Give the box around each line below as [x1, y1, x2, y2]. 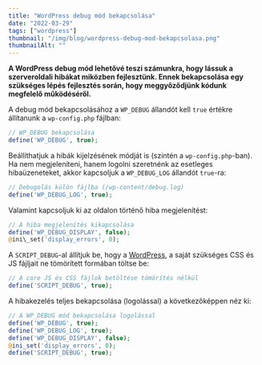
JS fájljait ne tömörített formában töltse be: [8, 258, 150, 269]
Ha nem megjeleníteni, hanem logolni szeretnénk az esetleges [8, 159, 214, 168]
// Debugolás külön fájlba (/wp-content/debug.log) [8, 183, 184, 191]
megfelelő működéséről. [8, 89, 92, 99]
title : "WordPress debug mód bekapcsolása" [8, 11, 156, 20]
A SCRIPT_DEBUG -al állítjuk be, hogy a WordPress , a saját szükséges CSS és [8, 250, 254, 260]
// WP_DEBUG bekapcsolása [8, 129, 95, 137]
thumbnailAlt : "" [8, 42, 67, 50]
